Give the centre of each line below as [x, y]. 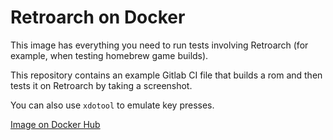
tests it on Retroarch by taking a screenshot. [101, 85]
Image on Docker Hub [55, 124]
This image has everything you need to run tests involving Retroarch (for [159, 45]
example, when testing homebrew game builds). [109, 55]
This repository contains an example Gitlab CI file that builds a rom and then [166, 75]
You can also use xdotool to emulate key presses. [112, 105]
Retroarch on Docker [98, 17]
